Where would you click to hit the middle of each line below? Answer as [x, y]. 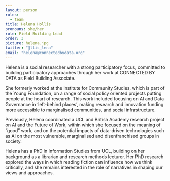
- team [17, 19]
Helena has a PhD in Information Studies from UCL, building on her [75, 151]
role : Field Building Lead [34, 34]
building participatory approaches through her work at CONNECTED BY [80, 72]
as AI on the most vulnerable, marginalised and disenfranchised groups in [82, 136]
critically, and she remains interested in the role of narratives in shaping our [84, 167]
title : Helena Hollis [28, 24]
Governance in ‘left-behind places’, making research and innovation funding [84, 104]
